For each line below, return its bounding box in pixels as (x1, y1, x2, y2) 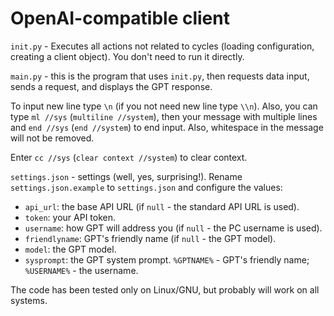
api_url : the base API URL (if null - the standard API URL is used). (24, 200, 300, 212)
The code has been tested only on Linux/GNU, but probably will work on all (10, 283, 320, 296)
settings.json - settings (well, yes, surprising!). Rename (10, 170, 243, 182)
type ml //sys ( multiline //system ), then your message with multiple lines (10, 110, 318, 122)
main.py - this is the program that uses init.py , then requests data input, (10, 70, 310, 82)
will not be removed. (10, 132, 95, 144)
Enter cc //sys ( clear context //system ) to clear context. (10, 151, 248, 163)
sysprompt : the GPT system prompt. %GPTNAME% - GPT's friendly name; (24, 253, 310, 266)
